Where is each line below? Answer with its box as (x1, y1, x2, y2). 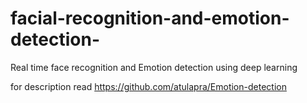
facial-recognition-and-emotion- (10, 7, 290, 30)
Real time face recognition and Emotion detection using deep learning (10, 61, 298, 73)
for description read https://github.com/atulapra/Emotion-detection (10, 80, 287, 92)
